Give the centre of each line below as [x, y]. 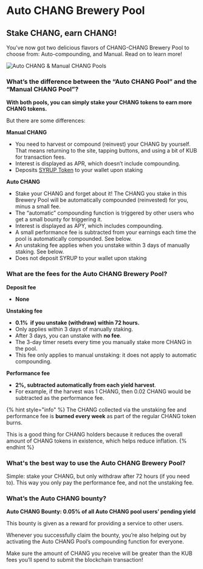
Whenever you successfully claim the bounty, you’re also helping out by [96, 535]
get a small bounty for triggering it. [58, 219]
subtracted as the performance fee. [60, 398]
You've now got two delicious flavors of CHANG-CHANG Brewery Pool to [98, 47]
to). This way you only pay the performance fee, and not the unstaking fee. [100, 482]
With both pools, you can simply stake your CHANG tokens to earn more [99, 102]
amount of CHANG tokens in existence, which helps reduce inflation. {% [97, 441]
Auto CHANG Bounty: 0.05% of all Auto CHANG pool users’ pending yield [101, 512]
